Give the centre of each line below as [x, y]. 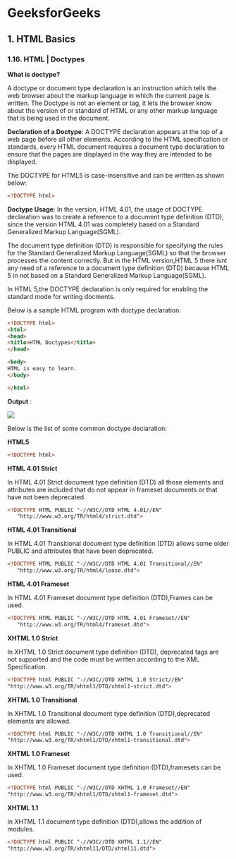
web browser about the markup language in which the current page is [108, 95]
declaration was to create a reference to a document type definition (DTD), [116, 217]
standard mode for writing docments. [61, 296]
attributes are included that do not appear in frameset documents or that [112, 489]
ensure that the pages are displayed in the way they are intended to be [110, 154]
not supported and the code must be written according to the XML [104, 659]
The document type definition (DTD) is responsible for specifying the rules [115, 245]
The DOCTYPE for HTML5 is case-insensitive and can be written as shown [116, 175]
